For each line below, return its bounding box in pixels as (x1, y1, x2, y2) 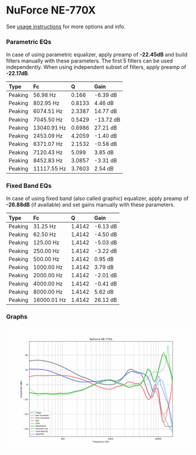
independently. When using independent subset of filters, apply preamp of (6, 64, 187, 71)
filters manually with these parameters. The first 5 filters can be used (6, 57, 173, 65)
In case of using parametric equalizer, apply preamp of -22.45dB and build (6, 51, 188, 58)
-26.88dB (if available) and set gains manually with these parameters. (6, 201, 175, 208)
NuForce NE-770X (6, 4, 96, 17)
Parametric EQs (6, 38, 52, 46)
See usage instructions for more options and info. (6, 23, 126, 30)
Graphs (6, 313, 28, 321)
